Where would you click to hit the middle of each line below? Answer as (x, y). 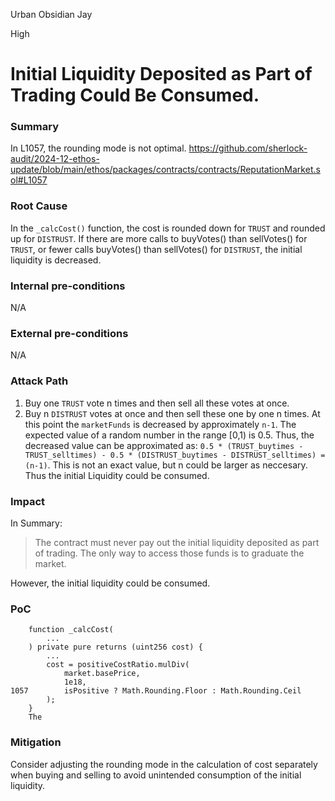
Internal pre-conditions (68, 286)
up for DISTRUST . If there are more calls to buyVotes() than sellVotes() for (159, 238)
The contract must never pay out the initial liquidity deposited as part (177, 542)
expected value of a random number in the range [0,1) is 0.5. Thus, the (169, 435)
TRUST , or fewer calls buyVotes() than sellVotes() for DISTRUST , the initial (156, 249)
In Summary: (36, 523)
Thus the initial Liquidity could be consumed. (117, 475)
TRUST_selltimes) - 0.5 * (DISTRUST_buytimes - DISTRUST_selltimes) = (175, 455)
